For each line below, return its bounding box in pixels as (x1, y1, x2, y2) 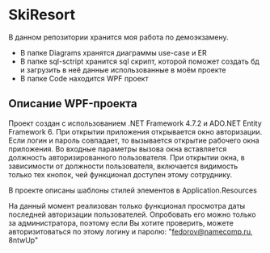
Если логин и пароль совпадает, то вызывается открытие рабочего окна (8, 135, 259, 145)
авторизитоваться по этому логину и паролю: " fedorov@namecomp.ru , (8, 226, 253, 236)
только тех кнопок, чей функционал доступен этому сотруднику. (8, 169, 233, 179)
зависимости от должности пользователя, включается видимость (8, 161, 238, 171)
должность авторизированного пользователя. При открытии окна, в (8, 152, 245, 162)
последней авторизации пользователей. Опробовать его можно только (8, 209, 256, 219)
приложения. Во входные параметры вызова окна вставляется (8, 143, 227, 154)
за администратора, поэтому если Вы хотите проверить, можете (8, 218, 234, 227)
